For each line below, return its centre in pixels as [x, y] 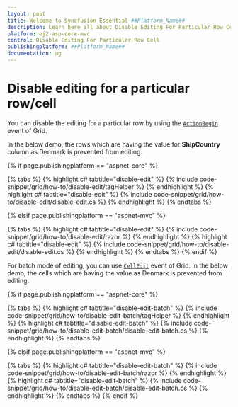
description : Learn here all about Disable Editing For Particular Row [115, 27]
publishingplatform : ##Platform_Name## [66, 47]
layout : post [27, 14]
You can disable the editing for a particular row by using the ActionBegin [113, 123]
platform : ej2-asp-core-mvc [49, 34]
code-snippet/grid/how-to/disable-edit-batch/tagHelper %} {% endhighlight [119, 315]
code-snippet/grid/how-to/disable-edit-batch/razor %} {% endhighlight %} [117, 373]
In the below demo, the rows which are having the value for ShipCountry [114, 144]
